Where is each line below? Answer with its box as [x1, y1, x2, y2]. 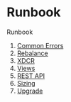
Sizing [16, 79, 36, 87]
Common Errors [16, 41, 64, 50]
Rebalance [16, 49, 49, 57]
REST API [16, 72, 45, 80]
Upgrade [16, 86, 43, 95]
